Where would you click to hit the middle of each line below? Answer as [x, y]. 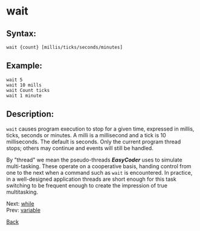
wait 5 [15, 80]
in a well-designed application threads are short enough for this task [91, 179]
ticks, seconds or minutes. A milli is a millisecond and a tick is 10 [86, 135]
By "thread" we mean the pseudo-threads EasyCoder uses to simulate [94, 160]
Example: [24, 66]
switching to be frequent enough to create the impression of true [87, 185]
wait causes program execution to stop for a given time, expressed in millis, [100, 129]
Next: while [20, 203]
